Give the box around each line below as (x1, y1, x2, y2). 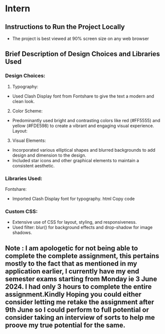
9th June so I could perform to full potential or (5, 305, 149, 314)
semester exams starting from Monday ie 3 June (5, 274, 158, 283)
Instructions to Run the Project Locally (5, 23, 125, 31)
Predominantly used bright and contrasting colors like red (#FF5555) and (12, 117, 161, 123)
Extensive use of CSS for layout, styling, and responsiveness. (12, 219, 137, 225)
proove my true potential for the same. (5, 321, 126, 329)
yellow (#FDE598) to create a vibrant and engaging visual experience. (12, 123, 154, 129)
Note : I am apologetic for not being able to (5, 244, 138, 252)
